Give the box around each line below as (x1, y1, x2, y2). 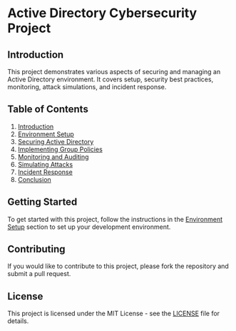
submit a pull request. (7, 270, 71, 278)
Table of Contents (7, 103, 89, 116)
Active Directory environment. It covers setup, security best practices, (7, 75, 214, 83)
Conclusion (17, 175, 51, 183)
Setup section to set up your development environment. (7, 223, 171, 231)
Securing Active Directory (17, 137, 94, 146)
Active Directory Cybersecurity (7, 5, 197, 21)
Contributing (7, 243, 66, 255)
